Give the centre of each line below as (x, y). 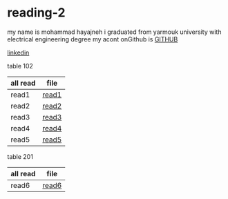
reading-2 (36, 13)
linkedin (18, 53)
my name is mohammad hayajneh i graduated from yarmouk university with (114, 32)
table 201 (20, 156)
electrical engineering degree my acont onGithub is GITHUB (93, 39)
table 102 (20, 66)
